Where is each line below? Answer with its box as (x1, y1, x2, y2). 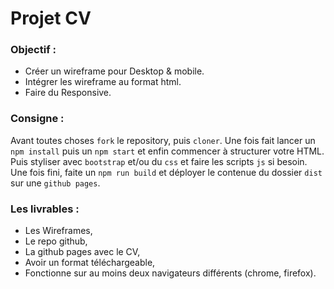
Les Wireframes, (24, 225, 93, 237)
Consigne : (10, 112, 65, 126)
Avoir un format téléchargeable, (24, 257, 156, 269)
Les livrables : (10, 202, 80, 216)
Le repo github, (24, 235, 88, 247)
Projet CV (10, 7, 92, 30)
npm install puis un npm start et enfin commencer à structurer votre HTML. (10, 145, 325, 157)
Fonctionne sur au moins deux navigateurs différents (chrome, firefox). (24, 267, 317, 279)
